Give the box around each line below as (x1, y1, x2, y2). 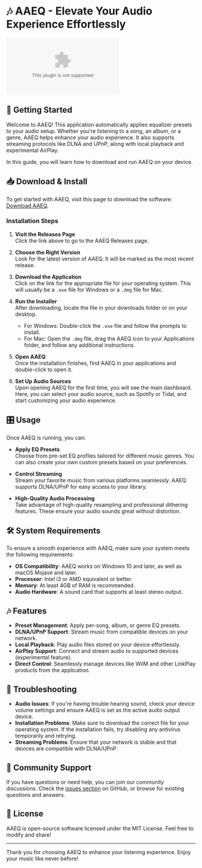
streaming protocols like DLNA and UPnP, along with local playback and (6, 140, 185, 147)
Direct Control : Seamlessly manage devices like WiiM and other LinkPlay (14, 660, 196, 667)
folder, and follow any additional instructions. (23, 341, 135, 348)
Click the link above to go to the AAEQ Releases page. (14, 237, 149, 244)
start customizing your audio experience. (14, 397, 117, 404)
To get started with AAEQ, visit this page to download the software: (6, 195, 173, 203)
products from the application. (14, 667, 90, 674)
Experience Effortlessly (6, 17, 126, 31)
